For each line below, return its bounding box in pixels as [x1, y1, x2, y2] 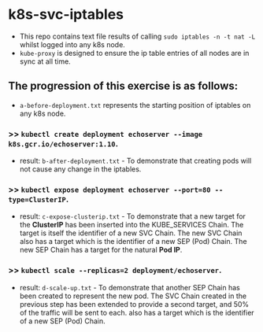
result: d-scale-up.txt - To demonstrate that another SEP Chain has [19, 282, 240, 292]
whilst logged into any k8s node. [19, 39, 126, 49]
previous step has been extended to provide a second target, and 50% [19, 299, 250, 308]
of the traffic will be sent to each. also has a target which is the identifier [19, 308, 254, 317]
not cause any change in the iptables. [19, 164, 142, 174]
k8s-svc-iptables [8, 6, 124, 24]
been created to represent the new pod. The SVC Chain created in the [19, 291, 246, 301]
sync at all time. [19, 57, 71, 66]
